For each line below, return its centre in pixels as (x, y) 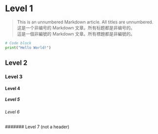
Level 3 (14, 77)
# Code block (18, 43)
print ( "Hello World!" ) (28, 48)
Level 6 (12, 112)
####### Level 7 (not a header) (37, 127)
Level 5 (13, 99)
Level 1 (19, 9)
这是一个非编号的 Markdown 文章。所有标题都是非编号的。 (76, 28)
